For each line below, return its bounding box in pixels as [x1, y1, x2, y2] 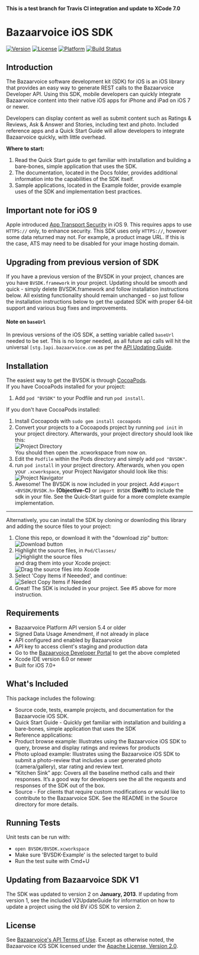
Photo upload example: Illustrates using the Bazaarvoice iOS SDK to [14, 750, 181, 757]
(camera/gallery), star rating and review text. [14, 763, 124, 770]
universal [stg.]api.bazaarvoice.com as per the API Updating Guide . [6, 344, 173, 351]
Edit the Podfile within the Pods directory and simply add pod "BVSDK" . [14, 455, 187, 462]
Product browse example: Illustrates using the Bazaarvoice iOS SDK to [14, 737, 187, 744]
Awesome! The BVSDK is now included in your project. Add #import [14, 480, 179, 488]
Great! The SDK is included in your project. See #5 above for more [14, 584, 176, 591]
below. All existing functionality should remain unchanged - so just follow [6, 291, 185, 299]
